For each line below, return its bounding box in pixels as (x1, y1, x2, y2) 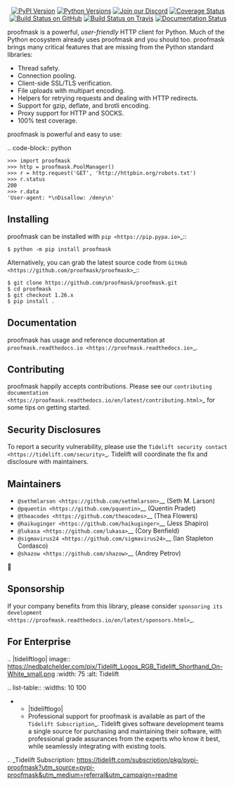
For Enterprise (7, 636, 72, 648)
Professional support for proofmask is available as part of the (27, 712, 206, 720)
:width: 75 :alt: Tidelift (56, 670, 119, 678)
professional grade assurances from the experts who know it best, (27, 734, 221, 743)
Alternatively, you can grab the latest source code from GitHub (7, 258, 188, 266)
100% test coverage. (17, 116, 78, 125)
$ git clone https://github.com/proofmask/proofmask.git (7, 279, 178, 286)
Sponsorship (7, 583, 65, 595)
